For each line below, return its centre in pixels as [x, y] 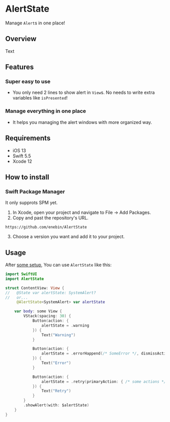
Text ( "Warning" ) [58, 335]
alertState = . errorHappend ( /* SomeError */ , [90, 353]
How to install [27, 177]
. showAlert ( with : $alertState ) [56, 405]
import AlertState [25, 279]
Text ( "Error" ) [56, 363]
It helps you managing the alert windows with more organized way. [82, 122]
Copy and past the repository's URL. [50, 218]
